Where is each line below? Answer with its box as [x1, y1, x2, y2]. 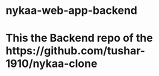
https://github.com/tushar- [5, 44, 146, 58]
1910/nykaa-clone [5, 57, 98, 71]
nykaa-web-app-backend [5, 4, 138, 17]
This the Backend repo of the [5, 31, 153, 45]
